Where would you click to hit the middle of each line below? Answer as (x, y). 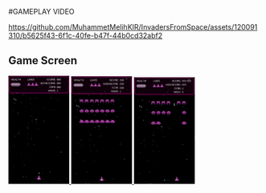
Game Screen (43, 60)
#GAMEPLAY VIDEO (41, 12)
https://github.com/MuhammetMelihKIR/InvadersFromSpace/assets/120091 (133, 27)
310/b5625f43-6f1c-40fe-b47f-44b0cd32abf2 (86, 36)
